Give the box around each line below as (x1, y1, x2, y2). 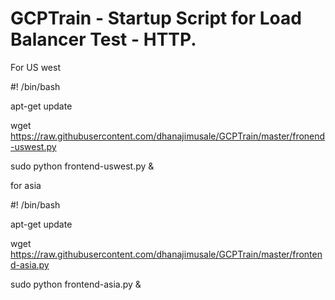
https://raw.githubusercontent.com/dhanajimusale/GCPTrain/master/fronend (10, 130, 326, 142)
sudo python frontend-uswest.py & (10, 160, 155, 172)
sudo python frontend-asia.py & (10, 278, 142, 290)
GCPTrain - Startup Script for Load (10, 7, 302, 30)
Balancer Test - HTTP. (10, 28, 197, 51)
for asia (10, 179, 42, 191)
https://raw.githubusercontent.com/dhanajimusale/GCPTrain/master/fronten (10, 248, 323, 260)
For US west (10, 61, 61, 73)
